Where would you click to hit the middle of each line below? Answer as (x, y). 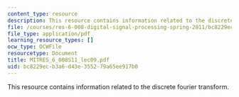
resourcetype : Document (43, 54)
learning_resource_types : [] (51, 40)
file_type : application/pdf (49, 34)
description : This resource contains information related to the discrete (121, 21)
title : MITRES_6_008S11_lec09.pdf (59, 60)
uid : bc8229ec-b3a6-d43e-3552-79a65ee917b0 (73, 67)
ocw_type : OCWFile (34, 47)
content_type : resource (43, 14)
